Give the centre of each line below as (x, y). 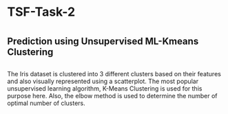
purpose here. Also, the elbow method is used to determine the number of (112, 95)
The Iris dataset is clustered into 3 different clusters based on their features (114, 73)
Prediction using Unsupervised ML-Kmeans (103, 42)
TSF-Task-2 (41, 12)
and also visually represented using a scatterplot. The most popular (103, 81)
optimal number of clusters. (46, 103)
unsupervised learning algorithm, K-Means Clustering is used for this (105, 88)
